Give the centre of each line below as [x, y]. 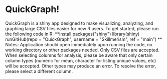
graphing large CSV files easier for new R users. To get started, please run [82, 28]
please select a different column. [39, 71]
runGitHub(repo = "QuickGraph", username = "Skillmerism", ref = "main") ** [84, 39]
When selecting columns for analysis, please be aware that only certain [79, 55]
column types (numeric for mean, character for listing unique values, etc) [81, 60]
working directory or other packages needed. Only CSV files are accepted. [82, 50]
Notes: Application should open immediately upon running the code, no [79, 44]
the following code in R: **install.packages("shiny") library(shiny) [72, 34]
